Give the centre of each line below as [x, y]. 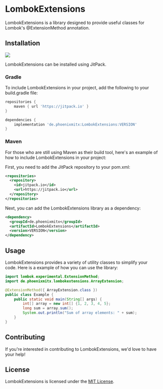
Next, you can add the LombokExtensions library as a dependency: [73, 208]
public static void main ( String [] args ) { [58, 299]
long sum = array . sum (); [48, 308]
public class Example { [29, 295]
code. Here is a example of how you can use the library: [62, 268]
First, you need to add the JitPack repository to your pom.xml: [68, 167]
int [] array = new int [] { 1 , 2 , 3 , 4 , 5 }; [67, 304]
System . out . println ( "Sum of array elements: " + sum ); [80, 313]
